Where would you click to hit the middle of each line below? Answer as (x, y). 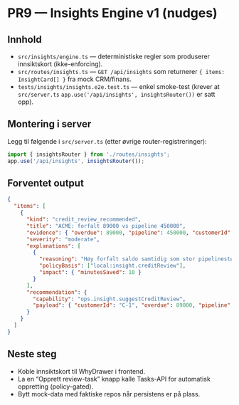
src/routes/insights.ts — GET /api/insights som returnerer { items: (121, 72)
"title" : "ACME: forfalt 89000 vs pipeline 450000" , (106, 226)
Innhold (25, 40)
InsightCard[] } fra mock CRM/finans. (74, 79)
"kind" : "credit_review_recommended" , (84, 219)
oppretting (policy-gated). (55, 386)
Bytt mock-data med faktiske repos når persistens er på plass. (109, 394)
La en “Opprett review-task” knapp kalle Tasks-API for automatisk (114, 379)
